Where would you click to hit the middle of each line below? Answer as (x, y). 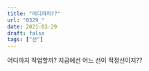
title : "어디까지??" (34, 14)
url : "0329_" (26, 20)
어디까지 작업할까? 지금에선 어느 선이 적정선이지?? (75, 61)
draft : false (26, 33)
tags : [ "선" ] (25, 40)
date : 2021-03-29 (32, 26)
